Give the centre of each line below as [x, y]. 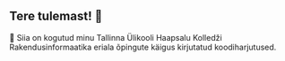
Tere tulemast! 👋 [56, 16]
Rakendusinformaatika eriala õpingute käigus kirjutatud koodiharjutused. [143, 47]
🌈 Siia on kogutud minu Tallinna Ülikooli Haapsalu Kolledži [116, 37]
